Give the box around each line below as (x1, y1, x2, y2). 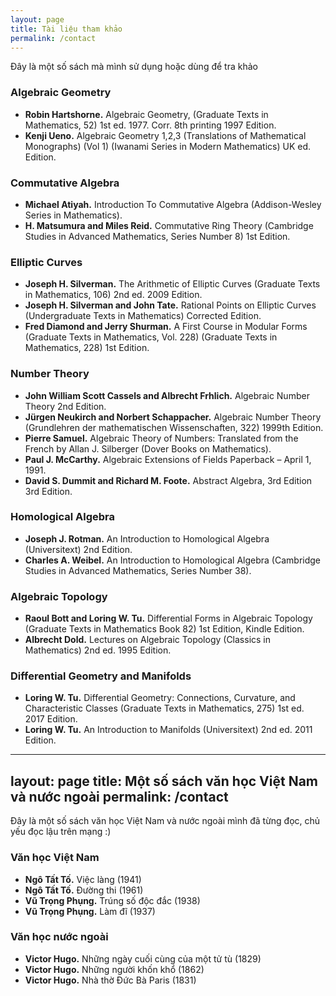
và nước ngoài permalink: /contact (10, 788, 229, 805)
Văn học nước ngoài (10, 930, 109, 944)
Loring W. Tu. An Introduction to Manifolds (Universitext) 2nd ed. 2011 (24, 724, 313, 736)
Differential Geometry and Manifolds (10, 669, 192, 683)
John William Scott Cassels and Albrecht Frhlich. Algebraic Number (24, 389, 310, 401)
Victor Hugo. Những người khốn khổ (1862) (24, 963, 205, 975)
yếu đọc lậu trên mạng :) (10, 826, 112, 838)
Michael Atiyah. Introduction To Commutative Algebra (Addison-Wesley (24, 198, 322, 210)
